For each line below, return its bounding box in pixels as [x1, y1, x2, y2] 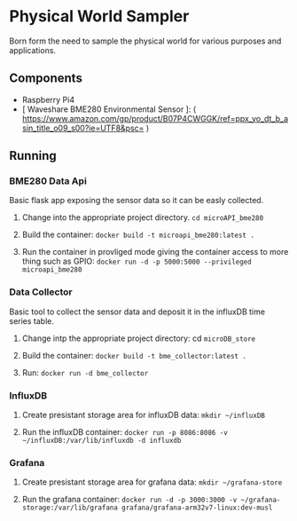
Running [9, 148, 58, 163]
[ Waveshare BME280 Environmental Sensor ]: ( [21, 104, 197, 114]
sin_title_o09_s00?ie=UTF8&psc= [21, 122, 145, 133]
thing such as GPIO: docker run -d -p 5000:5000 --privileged [21, 256, 252, 267]
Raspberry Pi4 [21, 94, 75, 105]
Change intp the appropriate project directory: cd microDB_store [21, 333, 256, 343]
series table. [9, 315, 55, 326]
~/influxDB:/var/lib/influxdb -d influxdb [21, 437, 182, 446]
